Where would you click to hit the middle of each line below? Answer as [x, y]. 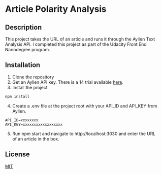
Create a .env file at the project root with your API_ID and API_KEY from [85, 106]
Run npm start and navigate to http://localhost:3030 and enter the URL [84, 134]
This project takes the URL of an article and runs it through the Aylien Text [80, 39]
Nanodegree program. [28, 50]
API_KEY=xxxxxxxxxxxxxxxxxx [34, 124]
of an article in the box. [36, 139]
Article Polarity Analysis [56, 9]
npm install [17, 96]
